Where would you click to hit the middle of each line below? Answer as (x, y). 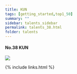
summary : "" (17, 18)
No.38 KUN (17, 47)
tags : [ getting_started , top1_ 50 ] (39, 14)
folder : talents (21, 32)
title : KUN (16, 9)
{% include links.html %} (30, 67)
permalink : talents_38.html (34, 28)
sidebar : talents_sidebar (31, 23)
